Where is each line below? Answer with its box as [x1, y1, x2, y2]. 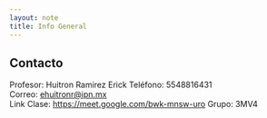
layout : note [9, 13, 59, 23]
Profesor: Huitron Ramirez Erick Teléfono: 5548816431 [9, 79, 213, 91]
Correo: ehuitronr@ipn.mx [9, 89, 107, 100]
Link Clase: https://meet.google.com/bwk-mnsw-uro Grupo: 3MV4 [9, 99, 259, 110]
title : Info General [9, 22, 88, 31]
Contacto [9, 55, 64, 71]
